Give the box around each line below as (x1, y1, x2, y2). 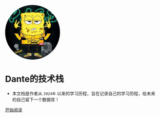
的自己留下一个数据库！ (12, 97, 60, 102)
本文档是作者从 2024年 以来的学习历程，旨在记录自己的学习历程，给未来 (12, 90, 156, 96)
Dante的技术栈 (5, 74, 64, 84)
